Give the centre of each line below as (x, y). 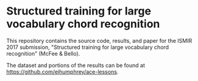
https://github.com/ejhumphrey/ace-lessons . (62, 71)
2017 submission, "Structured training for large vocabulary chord (88, 47)
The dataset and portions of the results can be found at (76, 65)
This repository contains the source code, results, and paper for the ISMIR (99, 40)
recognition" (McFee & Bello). (43, 53)
